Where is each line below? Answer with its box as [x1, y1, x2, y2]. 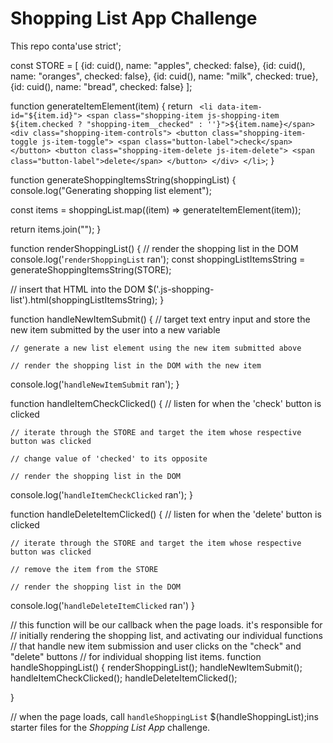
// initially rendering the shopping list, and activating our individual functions [10, 629, 323, 641]
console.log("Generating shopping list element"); [10, 184, 212, 196]
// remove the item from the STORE [10, 564, 159, 574]
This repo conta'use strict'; [10, 40, 122, 52]
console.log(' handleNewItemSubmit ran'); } [10, 378, 180, 390]
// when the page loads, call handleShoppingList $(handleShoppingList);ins [10, 710, 319, 722]
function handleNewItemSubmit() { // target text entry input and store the [10, 313, 311, 325]
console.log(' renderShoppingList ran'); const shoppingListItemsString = [10, 253, 306, 265]
